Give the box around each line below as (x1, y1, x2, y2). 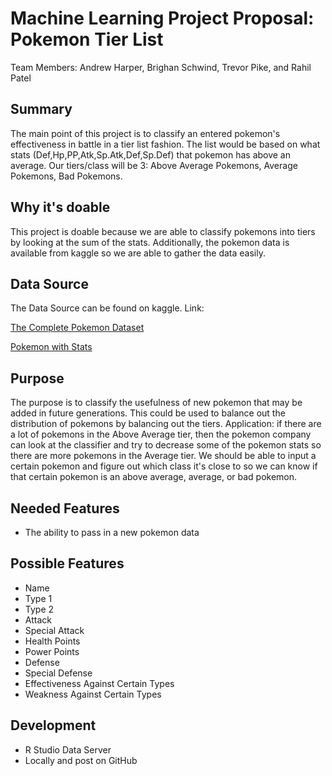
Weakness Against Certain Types (24, 688, 162, 700)
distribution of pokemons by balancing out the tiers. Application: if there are (10, 418, 322, 430)
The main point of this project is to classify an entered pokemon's (10, 127, 281, 139)
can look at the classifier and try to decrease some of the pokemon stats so (10, 439, 322, 451)
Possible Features (10, 555, 125, 572)
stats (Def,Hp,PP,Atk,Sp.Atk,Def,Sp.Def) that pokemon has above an (10, 148, 292, 161)
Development (10, 717, 97, 734)
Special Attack (24, 624, 85, 636)
